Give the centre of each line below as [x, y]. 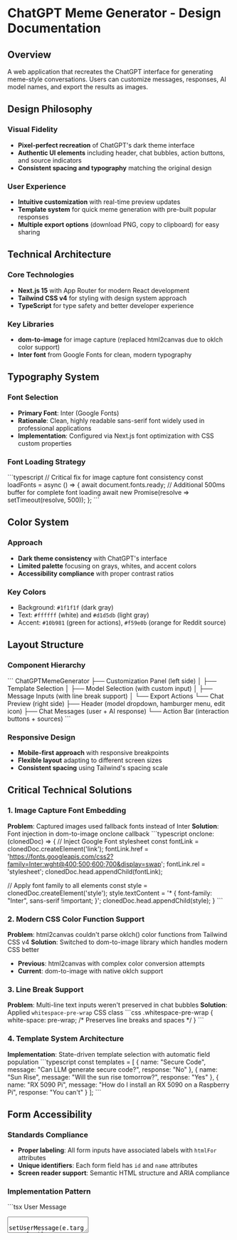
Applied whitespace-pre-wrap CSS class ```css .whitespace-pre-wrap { [110, 1013]
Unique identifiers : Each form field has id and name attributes [107, 1165]
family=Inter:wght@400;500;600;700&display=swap [84, 864]
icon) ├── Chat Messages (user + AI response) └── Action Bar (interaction [118, 711]
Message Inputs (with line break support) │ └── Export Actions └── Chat [116, 696]
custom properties [45, 443]
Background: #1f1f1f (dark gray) [65, 607]
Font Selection [33, 397]
